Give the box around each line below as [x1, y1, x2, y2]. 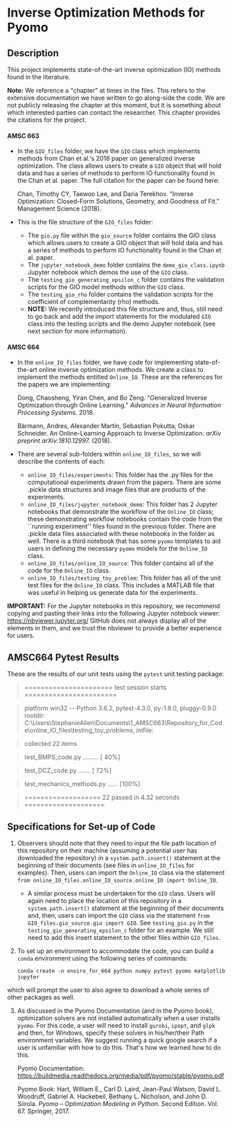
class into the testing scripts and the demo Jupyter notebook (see [27, 320, 216, 328]
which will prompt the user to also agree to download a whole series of [7, 986, 210, 995]
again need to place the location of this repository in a [27, 897, 182, 905]
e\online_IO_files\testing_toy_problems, [24, 726, 135, 735]
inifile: [136, 726, 154, 735]
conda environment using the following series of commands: [17, 954, 188, 963]
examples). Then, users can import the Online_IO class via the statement [17, 869, 225, 877]
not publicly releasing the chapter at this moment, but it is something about [7, 101, 222, 109]
